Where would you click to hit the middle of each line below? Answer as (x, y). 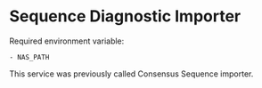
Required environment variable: (67, 41)
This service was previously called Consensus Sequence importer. (131, 74)
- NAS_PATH (29, 57)
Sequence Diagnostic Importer (125, 16)
